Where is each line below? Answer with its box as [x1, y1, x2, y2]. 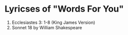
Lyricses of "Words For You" [4, 3, 124, 15]
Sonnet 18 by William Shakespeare [11, 24, 83, 30]
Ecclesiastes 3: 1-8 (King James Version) [11, 19, 95, 25]
